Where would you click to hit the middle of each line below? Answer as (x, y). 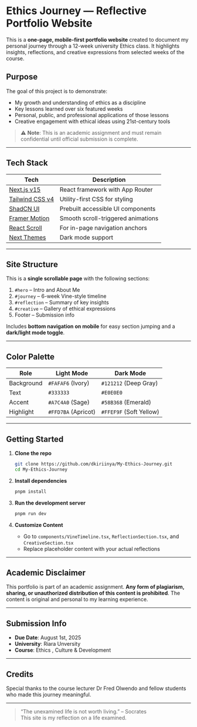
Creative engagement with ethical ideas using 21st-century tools (92, 121)
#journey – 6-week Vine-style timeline (60, 296)
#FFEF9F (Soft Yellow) (130, 412)
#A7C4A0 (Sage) (69, 403)
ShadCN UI (24, 208)
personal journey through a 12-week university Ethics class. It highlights (93, 46)
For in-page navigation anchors (103, 228)
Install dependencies (41, 480)
